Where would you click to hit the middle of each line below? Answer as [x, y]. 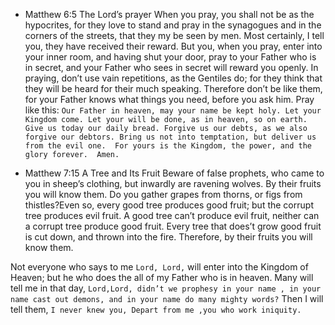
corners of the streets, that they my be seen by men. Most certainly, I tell [174, 35]
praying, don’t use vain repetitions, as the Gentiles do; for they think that [173, 78]
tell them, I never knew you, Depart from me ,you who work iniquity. [156, 309]
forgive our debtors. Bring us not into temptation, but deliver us [170, 137]
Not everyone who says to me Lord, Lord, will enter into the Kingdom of [159, 267]
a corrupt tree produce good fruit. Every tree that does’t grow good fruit [173, 226]
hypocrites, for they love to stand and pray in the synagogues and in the [173, 25]
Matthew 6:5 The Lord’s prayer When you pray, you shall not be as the [169, 14]
